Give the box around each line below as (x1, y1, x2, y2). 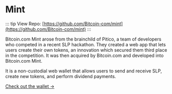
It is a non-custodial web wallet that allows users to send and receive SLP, (5, 68, 162, 74)
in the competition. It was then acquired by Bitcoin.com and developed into (5, 52, 164, 59)
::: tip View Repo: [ (5, 21, 44, 27)
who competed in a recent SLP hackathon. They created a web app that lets (5, 41, 166, 47)
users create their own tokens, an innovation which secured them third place (5, 47, 167, 53)
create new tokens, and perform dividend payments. (5, 73, 117, 79)
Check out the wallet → (5, 83, 55, 89)
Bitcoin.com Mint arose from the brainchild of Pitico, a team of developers (5, 36, 162, 42)
